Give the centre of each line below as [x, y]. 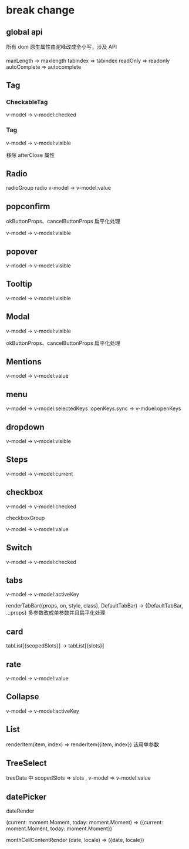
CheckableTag [27, 102]
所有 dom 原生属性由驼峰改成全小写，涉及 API [62, 47]
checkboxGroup [26, 518]
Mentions [24, 362]
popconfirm [28, 206]
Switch [19, 548]
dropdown [26, 427]
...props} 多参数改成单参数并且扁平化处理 [56, 613]
